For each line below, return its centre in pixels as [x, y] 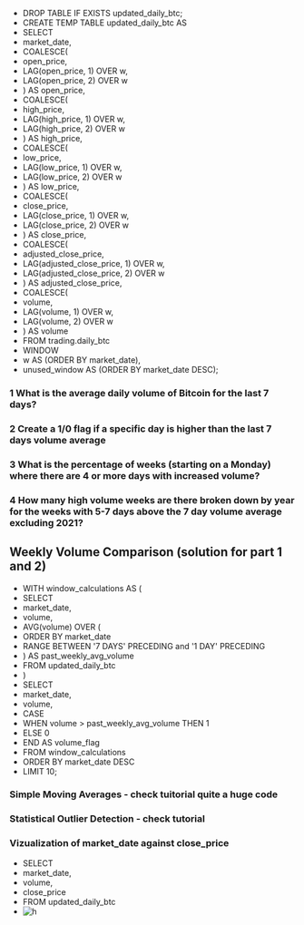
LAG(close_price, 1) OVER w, [76, 215]
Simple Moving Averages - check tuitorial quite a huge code [144, 794]
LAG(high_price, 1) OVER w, [74, 119]
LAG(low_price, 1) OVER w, [72, 167]
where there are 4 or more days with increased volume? [135, 475]
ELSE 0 [36, 733]
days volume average [58, 440]
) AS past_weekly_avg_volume [78, 656]
